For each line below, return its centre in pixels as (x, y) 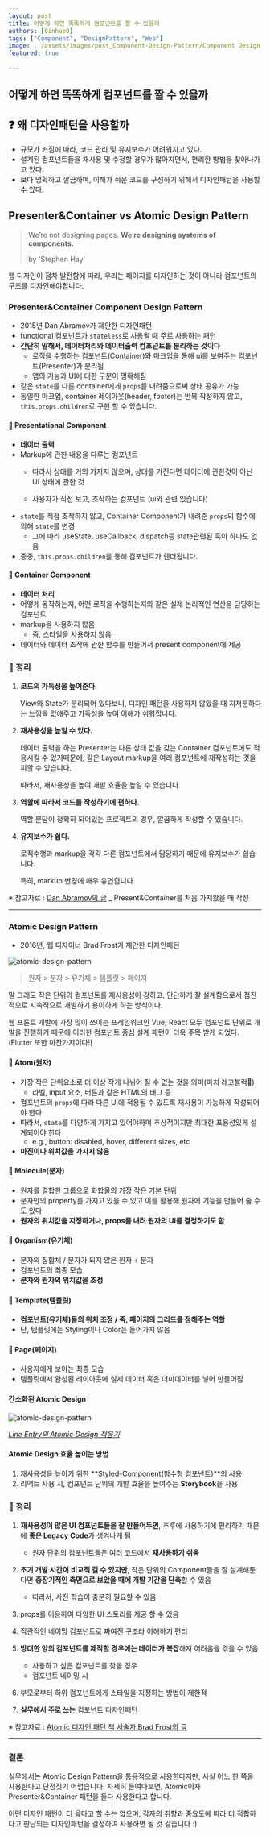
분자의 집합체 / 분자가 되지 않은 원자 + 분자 (87, 1260)
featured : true (34, 53)
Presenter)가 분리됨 (73, 366)
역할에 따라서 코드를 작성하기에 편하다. (80, 802)
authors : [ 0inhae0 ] (41, 31)
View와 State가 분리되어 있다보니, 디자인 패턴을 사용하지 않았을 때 (123, 704)
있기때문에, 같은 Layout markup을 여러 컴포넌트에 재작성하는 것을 (153, 758)
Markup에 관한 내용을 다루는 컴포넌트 (79, 454)
